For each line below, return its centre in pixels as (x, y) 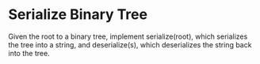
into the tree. (29, 53)
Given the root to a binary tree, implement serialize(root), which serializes (128, 36)
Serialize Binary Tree (78, 15)
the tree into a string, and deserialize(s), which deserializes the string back (130, 44)
